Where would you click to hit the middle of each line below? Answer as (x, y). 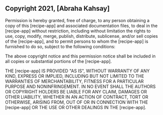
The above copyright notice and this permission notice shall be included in (80, 56)
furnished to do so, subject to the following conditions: (60, 46)
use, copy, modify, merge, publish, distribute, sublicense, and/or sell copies (81, 36)
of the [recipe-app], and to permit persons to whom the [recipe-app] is (77, 41)
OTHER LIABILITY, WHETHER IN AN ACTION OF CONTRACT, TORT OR (77, 97)
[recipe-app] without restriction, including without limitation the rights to (78, 31)
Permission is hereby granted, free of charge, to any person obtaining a (77, 20)
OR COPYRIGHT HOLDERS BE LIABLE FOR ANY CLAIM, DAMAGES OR (76, 91)
